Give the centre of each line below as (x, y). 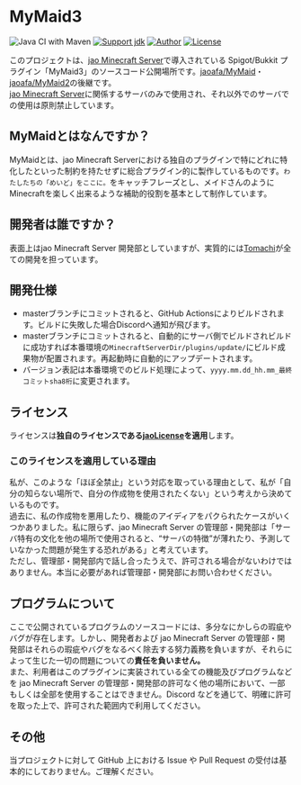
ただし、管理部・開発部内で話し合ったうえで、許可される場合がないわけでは (151, 561)
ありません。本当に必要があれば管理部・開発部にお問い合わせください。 (143, 573)
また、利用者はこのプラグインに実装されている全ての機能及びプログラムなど (151, 672)
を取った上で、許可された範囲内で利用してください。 (107, 706)
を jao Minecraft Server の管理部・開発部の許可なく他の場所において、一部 (147, 683)
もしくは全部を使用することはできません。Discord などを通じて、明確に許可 (150, 694)
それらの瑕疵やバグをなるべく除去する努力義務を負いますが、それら (159, 649)
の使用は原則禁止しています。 (64, 104)
